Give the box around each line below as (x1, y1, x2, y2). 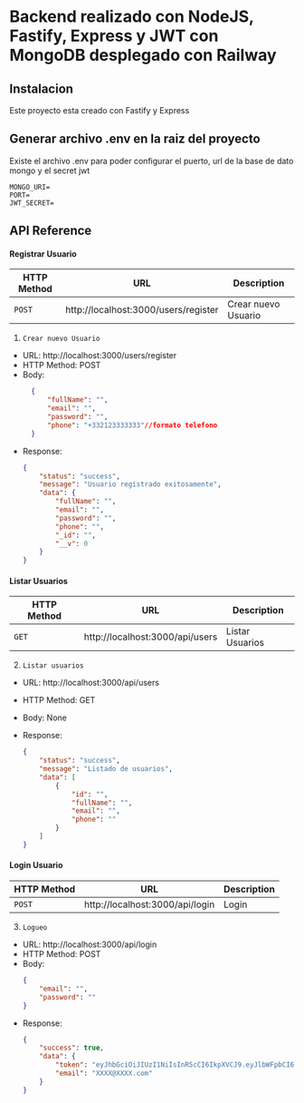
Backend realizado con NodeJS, (9, 6, 254, 27)
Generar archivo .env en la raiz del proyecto (9, 132, 261, 147)
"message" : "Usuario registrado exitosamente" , (39, 480, 222, 489)
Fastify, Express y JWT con (9, 25, 219, 46)
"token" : (55, 1060, 89, 1069)
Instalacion (9, 81, 74, 96)
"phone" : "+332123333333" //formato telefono (46, 420, 218, 430)
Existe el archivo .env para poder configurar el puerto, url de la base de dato (9, 155, 294, 166)
